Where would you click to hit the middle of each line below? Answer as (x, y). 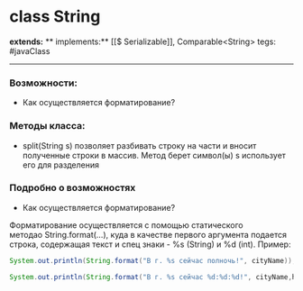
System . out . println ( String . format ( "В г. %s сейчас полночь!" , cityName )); (153, 260)
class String (55, 17)
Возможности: (44, 83)
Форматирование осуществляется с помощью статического (126, 225)
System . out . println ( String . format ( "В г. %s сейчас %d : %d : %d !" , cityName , (151, 277)
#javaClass (30, 50)
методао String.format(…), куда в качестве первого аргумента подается (148, 234)
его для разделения (61, 165)
